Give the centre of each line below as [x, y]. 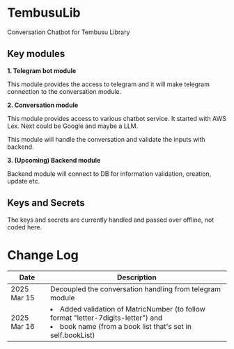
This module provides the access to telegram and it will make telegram [109, 84]
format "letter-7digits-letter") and [106, 318]
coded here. [25, 227]
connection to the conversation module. [64, 91]
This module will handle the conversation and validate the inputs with [106, 139]
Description [137, 277]
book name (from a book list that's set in [125, 326]
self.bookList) [72, 335]
